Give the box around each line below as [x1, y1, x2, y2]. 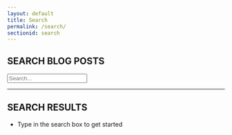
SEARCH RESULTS [7, 102, 88, 114]
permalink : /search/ [7, 23, 67, 30]
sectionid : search [7, 29, 60, 37]
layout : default [7, 10, 54, 17]
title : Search [7, 17, 48, 24]
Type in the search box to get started [17, 120, 123, 128]
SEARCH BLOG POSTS [7, 55, 105, 66]
